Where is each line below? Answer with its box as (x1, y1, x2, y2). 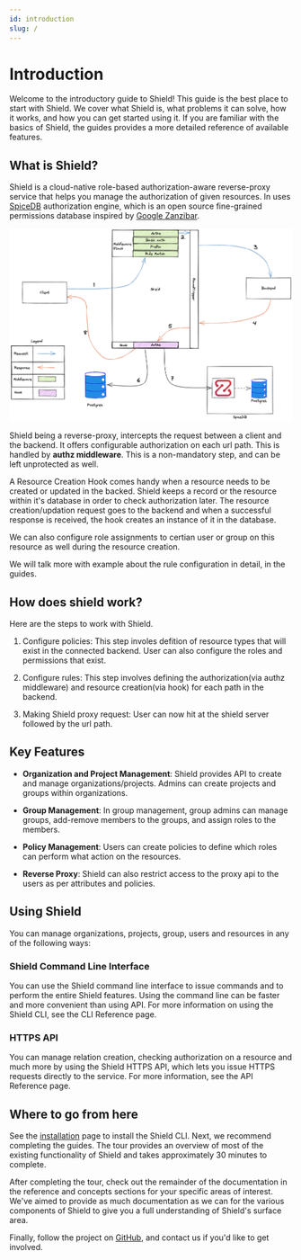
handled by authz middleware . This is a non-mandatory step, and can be (9, 450, 281, 460)
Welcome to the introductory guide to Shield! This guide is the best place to (9, 94, 289, 104)
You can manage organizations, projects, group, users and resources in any (9, 927, 289, 939)
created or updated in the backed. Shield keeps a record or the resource (9, 486, 277, 496)
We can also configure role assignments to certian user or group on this (9, 532, 276, 543)
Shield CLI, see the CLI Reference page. (9, 1008, 157, 1020)
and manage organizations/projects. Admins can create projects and (22, 778, 277, 789)
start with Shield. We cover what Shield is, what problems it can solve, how (9, 103, 287, 114)
